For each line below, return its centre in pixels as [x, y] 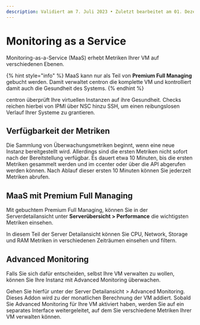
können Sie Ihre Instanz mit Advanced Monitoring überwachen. [83, 280]
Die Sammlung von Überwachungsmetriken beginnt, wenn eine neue [90, 145]
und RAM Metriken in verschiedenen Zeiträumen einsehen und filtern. [92, 240]
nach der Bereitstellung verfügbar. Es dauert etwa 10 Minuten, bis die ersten [99, 158]
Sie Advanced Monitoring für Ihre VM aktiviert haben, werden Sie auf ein [95, 304]
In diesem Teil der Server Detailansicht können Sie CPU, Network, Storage [97, 234]
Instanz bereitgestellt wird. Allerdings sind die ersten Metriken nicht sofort [97, 152]
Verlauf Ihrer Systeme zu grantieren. [51, 112]
